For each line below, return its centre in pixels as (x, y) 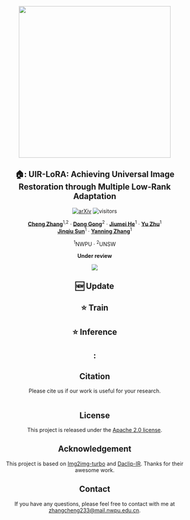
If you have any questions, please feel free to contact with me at (95, 504)
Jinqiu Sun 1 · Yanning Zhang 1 (95, 231)
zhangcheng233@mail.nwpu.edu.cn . (95, 510)
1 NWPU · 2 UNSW (95, 244)
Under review (95, 255)
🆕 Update (95, 286)
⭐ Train (95, 307)
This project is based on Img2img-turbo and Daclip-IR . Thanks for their (95, 464)
